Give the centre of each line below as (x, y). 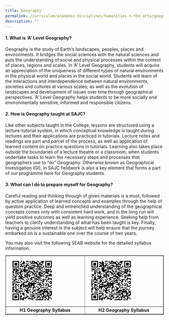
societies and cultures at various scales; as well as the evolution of (74, 86)
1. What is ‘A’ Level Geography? (38, 38)
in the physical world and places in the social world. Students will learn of (81, 76)
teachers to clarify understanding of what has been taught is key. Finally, (80, 222)
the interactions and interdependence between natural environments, (77, 81)
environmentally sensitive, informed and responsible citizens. (69, 102)
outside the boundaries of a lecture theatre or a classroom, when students (82, 152)
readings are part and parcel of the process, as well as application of (76, 141)
